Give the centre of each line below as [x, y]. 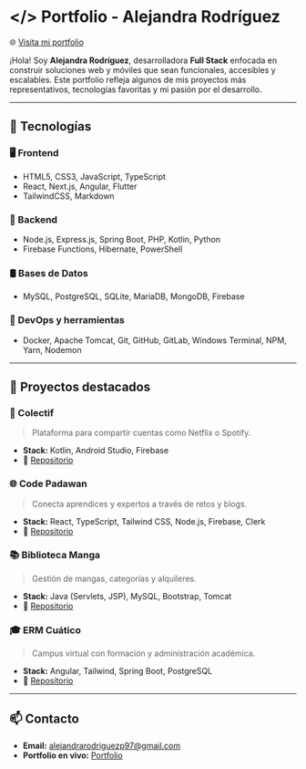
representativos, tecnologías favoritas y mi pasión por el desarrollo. [136, 89]
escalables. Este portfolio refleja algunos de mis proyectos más [128, 79]
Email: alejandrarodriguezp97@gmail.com [102, 745]
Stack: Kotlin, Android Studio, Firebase [96, 451]
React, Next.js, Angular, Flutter [80, 186]
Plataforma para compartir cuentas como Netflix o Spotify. [141, 433]
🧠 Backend [33, 219]
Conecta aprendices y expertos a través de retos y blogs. [139, 504]
